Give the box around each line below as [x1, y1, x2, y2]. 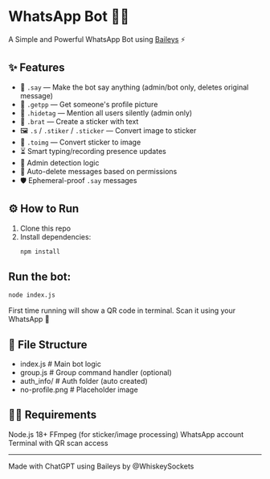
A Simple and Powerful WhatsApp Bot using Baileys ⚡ [8, 34, 186, 44]
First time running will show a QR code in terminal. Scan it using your [8, 306, 236, 315]
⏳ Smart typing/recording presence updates [19, 146, 166, 156]
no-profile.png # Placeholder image [19, 385, 138, 394]
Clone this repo [19, 223, 71, 233]
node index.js [8, 291, 56, 299]
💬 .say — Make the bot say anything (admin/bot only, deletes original [19, 82, 249, 92]
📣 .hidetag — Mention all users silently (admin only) [19, 108, 193, 118]
